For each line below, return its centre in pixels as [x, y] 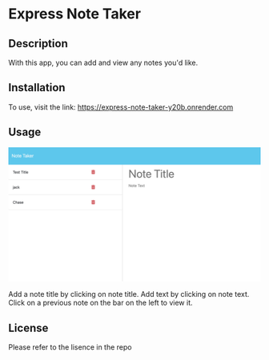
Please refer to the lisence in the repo [70, 347]
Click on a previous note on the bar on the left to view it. [101, 303]
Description [38, 44]
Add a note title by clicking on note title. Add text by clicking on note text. [129, 294]
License [28, 328]
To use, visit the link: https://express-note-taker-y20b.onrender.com [121, 107]
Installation [37, 88]
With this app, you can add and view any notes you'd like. [103, 62]
